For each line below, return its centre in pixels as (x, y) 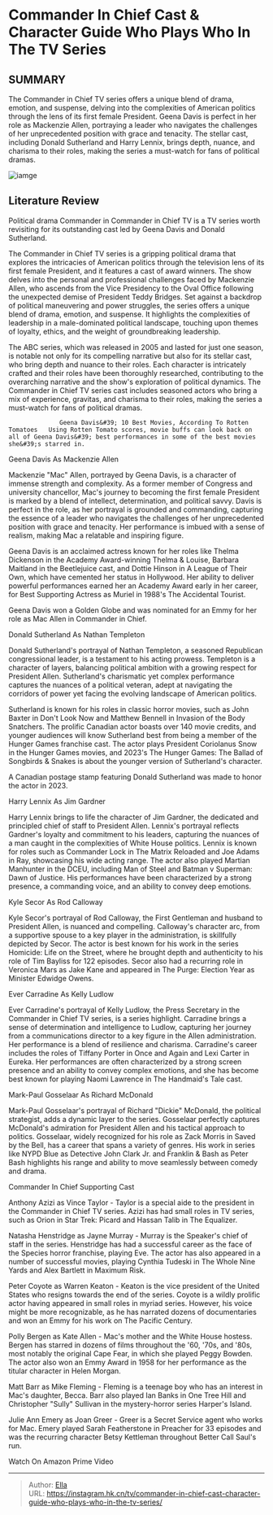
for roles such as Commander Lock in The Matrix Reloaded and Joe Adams (134, 851)
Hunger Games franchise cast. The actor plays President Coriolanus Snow (133, 744)
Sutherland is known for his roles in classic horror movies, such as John (129, 709)
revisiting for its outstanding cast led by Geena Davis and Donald (117, 229)
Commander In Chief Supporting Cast (71, 1186)
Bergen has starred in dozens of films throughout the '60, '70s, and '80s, (130, 1345)
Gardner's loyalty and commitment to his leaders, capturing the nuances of (134, 834)
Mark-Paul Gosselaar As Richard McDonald (81, 1094)
